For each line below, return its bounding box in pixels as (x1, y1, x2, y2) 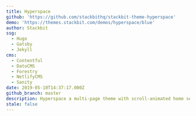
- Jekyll (11, 47, 33, 53)
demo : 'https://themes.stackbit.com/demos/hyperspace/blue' (6, 19, 156, 25)
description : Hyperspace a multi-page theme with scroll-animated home (6, 95, 184, 101)
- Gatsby (11, 42, 33, 47)
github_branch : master (6, 90, 61, 96)
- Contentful (11, 57, 43, 63)
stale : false (6, 101, 38, 107)
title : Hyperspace (6, 8, 51, 15)
